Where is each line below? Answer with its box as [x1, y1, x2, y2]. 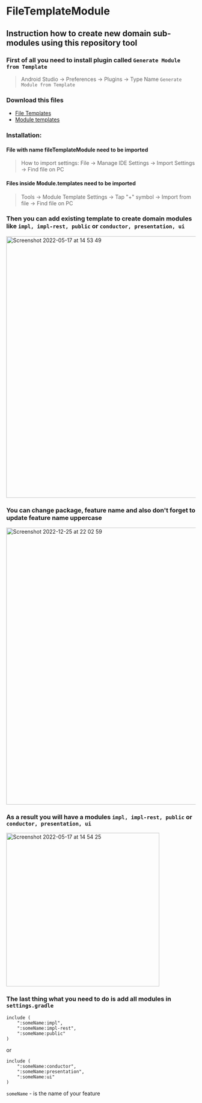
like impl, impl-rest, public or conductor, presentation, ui [6, 222, 185, 231]
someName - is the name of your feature [6, 1090, 100, 1097]
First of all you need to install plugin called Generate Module [6, 56, 181, 64]
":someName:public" [17, 1031, 66, 1037]
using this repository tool [41, 37, 138, 48]
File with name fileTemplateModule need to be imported [6, 146, 148, 153]
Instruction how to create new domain [6, 28, 151, 39]
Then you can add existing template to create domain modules [6, 214, 192, 223]
